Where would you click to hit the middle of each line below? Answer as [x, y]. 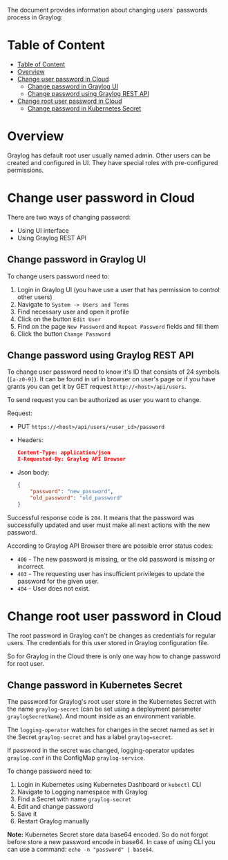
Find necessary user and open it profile [73, 312]
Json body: [33, 472]
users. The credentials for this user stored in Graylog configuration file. [108, 642]
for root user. [26, 663]
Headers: [30, 440]
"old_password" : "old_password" [76, 498]
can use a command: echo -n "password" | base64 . [80, 850]
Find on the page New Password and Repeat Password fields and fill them [118, 326]
